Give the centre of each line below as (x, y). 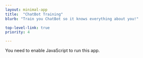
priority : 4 (17, 32)
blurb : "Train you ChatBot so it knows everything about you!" (72, 19)
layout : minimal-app (27, 10)
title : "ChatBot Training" (34, 14)
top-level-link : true (28, 28)
